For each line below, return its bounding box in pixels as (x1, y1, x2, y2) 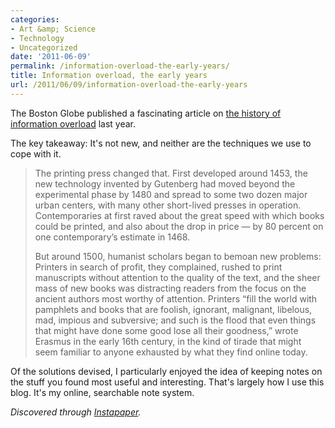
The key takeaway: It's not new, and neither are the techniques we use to (10, 137, 312, 149)
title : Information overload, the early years (10, 71, 208, 81)
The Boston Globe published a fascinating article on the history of (10, 107, 282, 119)
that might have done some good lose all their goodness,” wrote (34, 324, 299, 336)
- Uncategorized (10, 42, 78, 53)
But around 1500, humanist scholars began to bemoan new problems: (34, 250, 322, 262)
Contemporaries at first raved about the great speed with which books (34, 209, 325, 221)
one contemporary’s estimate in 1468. (34, 231, 191, 243)
